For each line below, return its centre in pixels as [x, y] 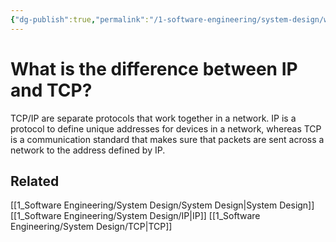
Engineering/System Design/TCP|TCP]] [91, 227]
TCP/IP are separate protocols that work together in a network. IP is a [153, 118]
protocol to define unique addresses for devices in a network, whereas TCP [166, 128]
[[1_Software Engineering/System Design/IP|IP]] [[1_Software [135, 216]
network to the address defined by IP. [88, 150]
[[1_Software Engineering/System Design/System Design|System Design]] [162, 205]
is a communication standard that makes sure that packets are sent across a [167, 139]
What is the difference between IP [154, 68]
